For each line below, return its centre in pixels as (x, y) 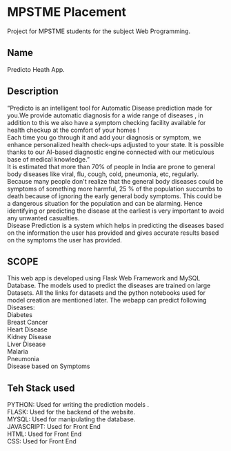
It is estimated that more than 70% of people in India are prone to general (111, 166)
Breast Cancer (28, 323)
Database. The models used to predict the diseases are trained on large (109, 286)
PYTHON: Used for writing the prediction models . (78, 405)
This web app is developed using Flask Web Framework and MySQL (104, 278)
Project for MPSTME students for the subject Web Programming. (99, 31)
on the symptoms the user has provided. (64, 240)
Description (33, 92)
